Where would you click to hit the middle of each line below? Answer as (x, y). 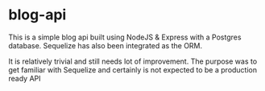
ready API (25, 78)
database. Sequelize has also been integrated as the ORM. (106, 45)
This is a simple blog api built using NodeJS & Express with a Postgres (125, 37)
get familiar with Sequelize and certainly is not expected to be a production (133, 69)
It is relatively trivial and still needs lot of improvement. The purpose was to (133, 61)
